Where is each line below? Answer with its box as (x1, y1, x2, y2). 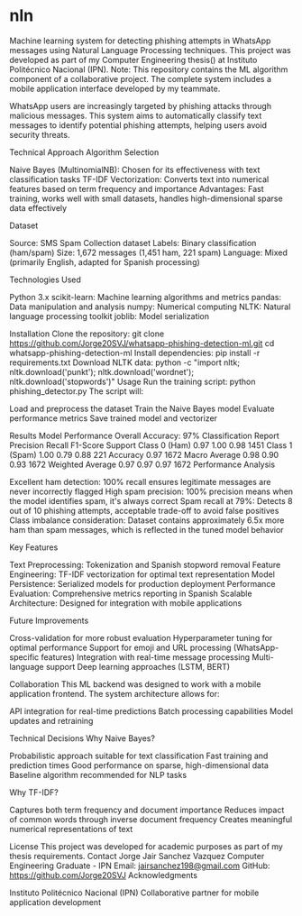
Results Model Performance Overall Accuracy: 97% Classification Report (9, 430, 279, 441)
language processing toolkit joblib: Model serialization (9, 310, 210, 321)
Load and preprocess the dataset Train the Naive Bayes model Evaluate (9, 403, 275, 414)
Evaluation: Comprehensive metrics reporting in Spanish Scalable (9, 588, 252, 599)
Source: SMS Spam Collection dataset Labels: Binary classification (9, 237, 257, 248)
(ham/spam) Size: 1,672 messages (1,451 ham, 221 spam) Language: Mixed (9, 247, 288, 258)
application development (9, 896, 102, 907)
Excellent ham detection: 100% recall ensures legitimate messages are (9, 476, 271, 487)
